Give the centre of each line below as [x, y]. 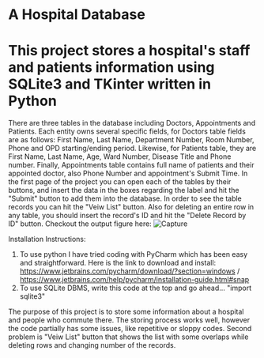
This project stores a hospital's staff [129, 51]
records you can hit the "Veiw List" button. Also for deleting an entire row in [131, 207]
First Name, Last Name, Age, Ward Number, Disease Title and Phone [120, 156]
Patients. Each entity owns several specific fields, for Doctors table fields [127, 131]
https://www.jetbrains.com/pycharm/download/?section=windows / [130, 271]
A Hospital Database [77, 15]
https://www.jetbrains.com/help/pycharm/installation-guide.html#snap [134, 280]
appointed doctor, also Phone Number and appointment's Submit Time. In [128, 173]
